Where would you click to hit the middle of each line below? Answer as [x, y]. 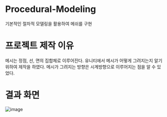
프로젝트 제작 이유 [39, 46]
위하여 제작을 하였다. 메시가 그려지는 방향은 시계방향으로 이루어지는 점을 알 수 [80, 66]
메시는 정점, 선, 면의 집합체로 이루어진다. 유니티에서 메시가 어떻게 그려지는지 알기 [84, 60]
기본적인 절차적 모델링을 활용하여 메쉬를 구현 [49, 23]
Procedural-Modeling [51, 9]
